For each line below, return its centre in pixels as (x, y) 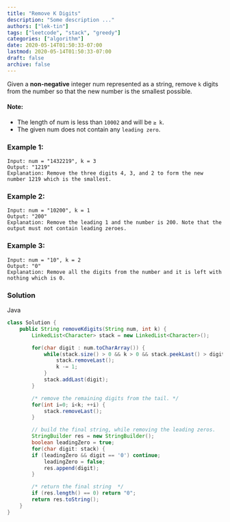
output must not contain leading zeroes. (67, 229)
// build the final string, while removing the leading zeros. (124, 430)
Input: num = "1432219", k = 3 (52, 162)
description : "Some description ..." (61, 20)
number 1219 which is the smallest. (59, 179)
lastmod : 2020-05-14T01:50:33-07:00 (59, 52)
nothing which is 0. (37, 278)
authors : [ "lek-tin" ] (38, 26)
